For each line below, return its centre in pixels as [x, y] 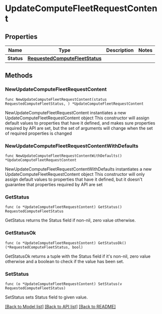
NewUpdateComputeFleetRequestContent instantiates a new [66, 112]
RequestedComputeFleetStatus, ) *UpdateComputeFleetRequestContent [74, 104]
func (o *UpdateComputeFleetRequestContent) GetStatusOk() [66, 243]
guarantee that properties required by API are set [54, 184]
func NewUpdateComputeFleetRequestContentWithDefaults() [64, 156]
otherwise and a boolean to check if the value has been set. [65, 261]
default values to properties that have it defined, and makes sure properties [80, 123]
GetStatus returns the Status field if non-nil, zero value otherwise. [70, 220]
